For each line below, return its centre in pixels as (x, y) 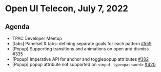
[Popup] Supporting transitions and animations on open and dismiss (80, 49)
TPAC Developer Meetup (37, 38)
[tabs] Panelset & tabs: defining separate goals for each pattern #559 (82, 44)
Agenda (17, 27)
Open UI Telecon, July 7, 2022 (67, 9)
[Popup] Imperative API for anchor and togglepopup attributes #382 (80, 59)
